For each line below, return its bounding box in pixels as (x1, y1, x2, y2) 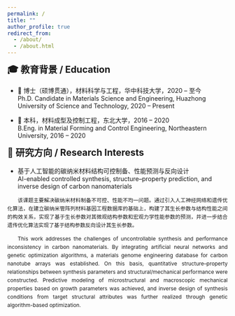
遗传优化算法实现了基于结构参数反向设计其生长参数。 (7, 221, 138, 229)
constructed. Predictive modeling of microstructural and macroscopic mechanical (7, 277, 228, 284)
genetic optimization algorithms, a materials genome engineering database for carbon (7, 252, 228, 259)
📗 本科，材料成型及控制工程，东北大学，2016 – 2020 (17, 116, 170, 124)
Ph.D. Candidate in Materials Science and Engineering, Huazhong (17, 94, 206, 103)
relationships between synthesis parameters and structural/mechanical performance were (7, 268, 228, 276)
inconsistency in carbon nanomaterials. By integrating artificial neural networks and (7, 243, 228, 250)
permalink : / (7, 10, 45, 17)
